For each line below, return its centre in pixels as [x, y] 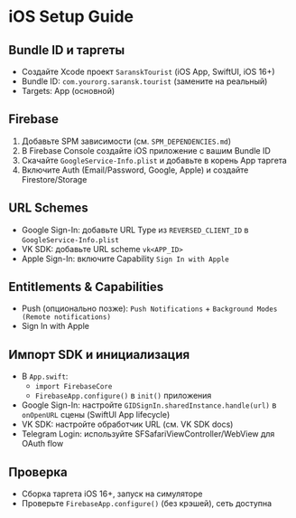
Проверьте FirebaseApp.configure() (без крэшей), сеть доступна [147, 504]
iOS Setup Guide [71, 17]
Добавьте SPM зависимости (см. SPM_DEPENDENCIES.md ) [126, 141]
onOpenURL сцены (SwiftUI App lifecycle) [96, 415]
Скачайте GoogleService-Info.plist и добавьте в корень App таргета [154, 160]
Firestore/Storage [54, 179]
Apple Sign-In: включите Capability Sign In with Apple [125, 259]
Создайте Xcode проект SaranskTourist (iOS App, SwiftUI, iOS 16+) [148, 71]
